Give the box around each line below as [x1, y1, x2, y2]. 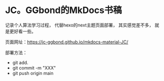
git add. [12, 59, 28, 65]
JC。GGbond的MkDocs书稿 [5, 4, 122, 16]
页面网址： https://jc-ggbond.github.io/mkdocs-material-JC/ [5, 38, 128, 45]
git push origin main [12, 70, 53, 76]
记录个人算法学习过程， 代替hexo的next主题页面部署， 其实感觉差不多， [5, 22, 154, 28]
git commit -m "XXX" [12, 64, 56, 70]
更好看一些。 [9, 28, 36, 34]
